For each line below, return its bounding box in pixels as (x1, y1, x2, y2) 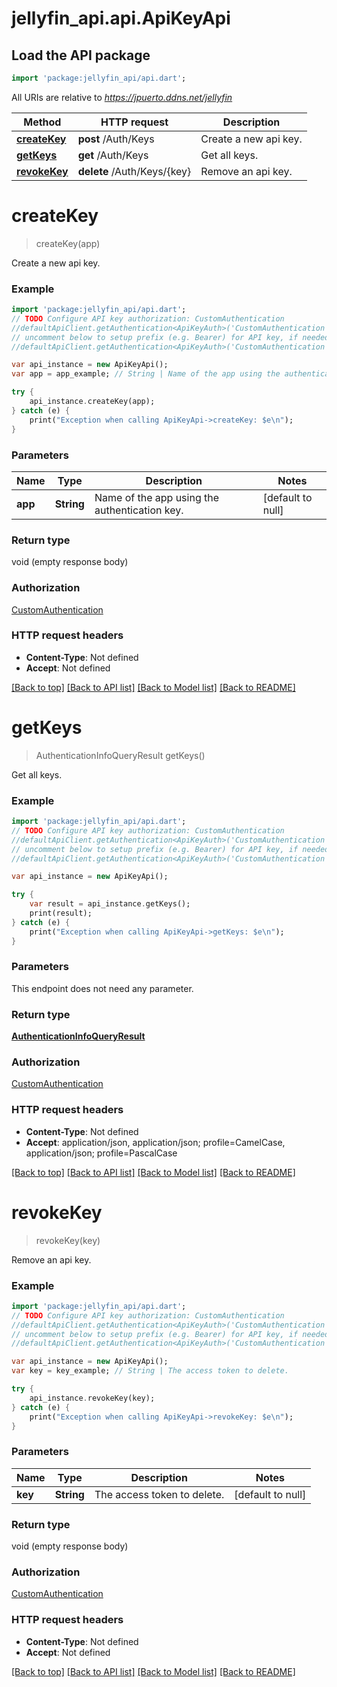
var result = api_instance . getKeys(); (29, 899, 191, 909)
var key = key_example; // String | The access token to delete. (11, 1366, 289, 1376)
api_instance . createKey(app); (29, 397, 156, 407)
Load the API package (11, 47, 151, 64)
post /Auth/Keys (77, 132, 155, 146)
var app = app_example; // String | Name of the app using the (11, 369, 281, 379)
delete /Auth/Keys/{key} (77, 164, 192, 178)
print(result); (29, 908, 93, 919)
